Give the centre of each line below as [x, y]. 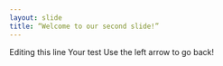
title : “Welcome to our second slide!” [84, 26]
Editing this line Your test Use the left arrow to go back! [112, 52]
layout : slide [36, 18]
